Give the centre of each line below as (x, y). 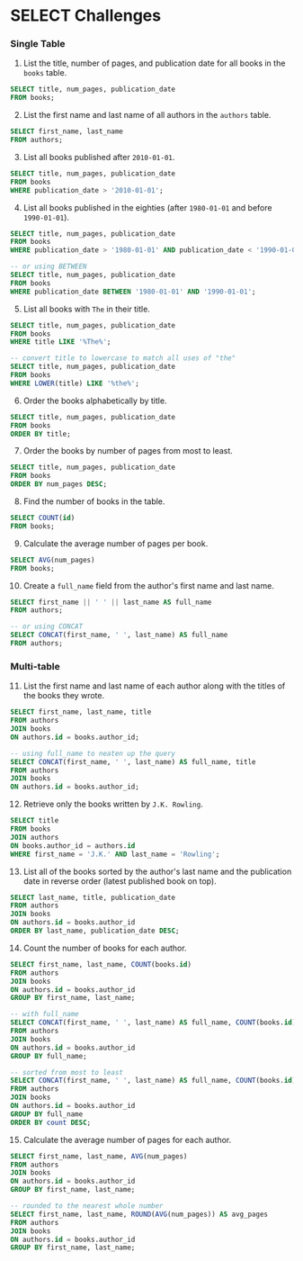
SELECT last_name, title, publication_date (93, 897)
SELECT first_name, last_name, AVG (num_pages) (99, 1156)
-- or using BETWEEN (49, 266)
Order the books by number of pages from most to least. (128, 451)
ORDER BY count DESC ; (51, 1122)
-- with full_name (45, 1014)
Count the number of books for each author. (105, 948)
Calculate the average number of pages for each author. (127, 1139)
